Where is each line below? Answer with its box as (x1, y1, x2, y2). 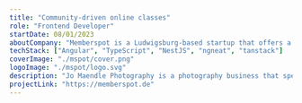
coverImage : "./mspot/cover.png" (9, 55, 135, 64)
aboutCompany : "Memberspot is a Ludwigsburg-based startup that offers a (9, 38, 292, 47)
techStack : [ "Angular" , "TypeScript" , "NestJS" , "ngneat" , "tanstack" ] (9, 47, 283, 56)
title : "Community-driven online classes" (9, 13, 171, 22)
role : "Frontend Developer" (9, 21, 115, 30)
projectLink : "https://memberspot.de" (9, 80, 155, 89)
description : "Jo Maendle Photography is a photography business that (9, 72, 280, 81)
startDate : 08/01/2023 (9, 30, 94, 39)
